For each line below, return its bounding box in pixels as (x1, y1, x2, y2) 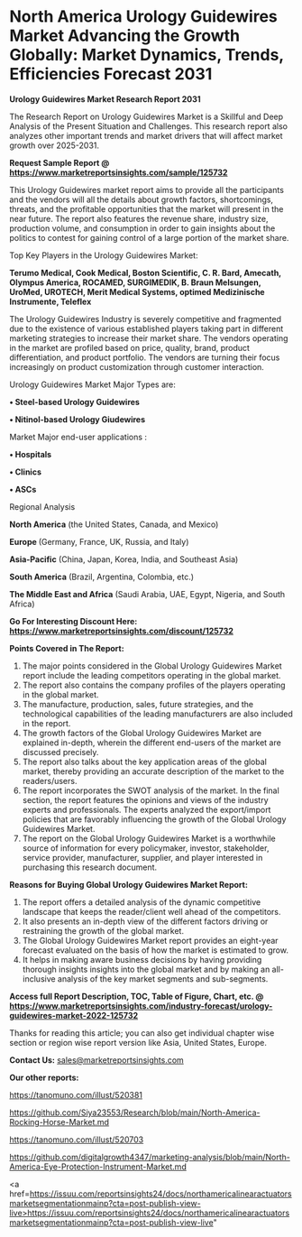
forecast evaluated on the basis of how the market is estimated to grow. (22, 945, 288, 955)
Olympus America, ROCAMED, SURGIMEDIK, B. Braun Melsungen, (9, 277, 261, 288)
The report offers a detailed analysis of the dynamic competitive (22, 896, 261, 908)
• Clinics (9, 466, 42, 477)
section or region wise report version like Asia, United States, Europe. (9, 1037, 268, 1048)
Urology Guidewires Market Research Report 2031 (9, 93, 201, 105)
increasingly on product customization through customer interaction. (9, 361, 264, 372)
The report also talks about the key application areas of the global (22, 756, 268, 767)
